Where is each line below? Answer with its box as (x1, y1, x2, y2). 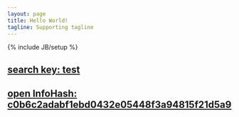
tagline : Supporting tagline (7, 23, 94, 30)
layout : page (7, 10, 46, 18)
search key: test (7, 63, 80, 75)
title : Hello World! (7, 17, 69, 24)
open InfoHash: (7, 88, 78, 100)
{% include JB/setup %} (7, 43, 78, 52)
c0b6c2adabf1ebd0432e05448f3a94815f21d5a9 (7, 99, 232, 111)
